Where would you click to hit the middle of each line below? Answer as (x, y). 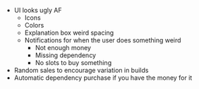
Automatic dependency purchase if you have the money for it (103, 78)
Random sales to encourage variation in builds (81, 70)
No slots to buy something (73, 63)
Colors (34, 25)
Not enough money (63, 48)
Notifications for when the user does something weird (103, 40)
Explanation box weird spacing (69, 32)
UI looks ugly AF (38, 10)
